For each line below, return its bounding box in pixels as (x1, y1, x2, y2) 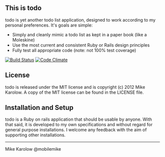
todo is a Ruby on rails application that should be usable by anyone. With (5, 116, 152, 122)
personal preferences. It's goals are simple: (5, 22, 93, 28)
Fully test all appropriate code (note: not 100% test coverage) (12, 47, 137, 53)
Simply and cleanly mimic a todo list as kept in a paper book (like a (12, 31, 147, 37)
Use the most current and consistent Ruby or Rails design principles (12, 42, 150, 48)
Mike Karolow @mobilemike (5, 146, 61, 152)
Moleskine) (12, 37, 35, 43)
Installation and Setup (5, 104, 74, 112)
